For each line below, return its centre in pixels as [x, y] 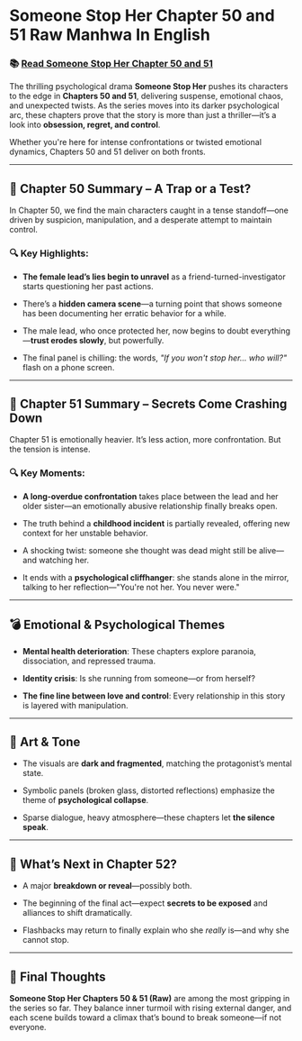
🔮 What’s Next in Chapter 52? [93, 864]
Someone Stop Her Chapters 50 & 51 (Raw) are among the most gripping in [150, 998]
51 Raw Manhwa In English [110, 35]
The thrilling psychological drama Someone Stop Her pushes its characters [149, 87]
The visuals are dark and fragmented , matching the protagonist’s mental [157, 763]
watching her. [64, 560]
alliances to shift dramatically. [77, 913]
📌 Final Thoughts [58, 977]
